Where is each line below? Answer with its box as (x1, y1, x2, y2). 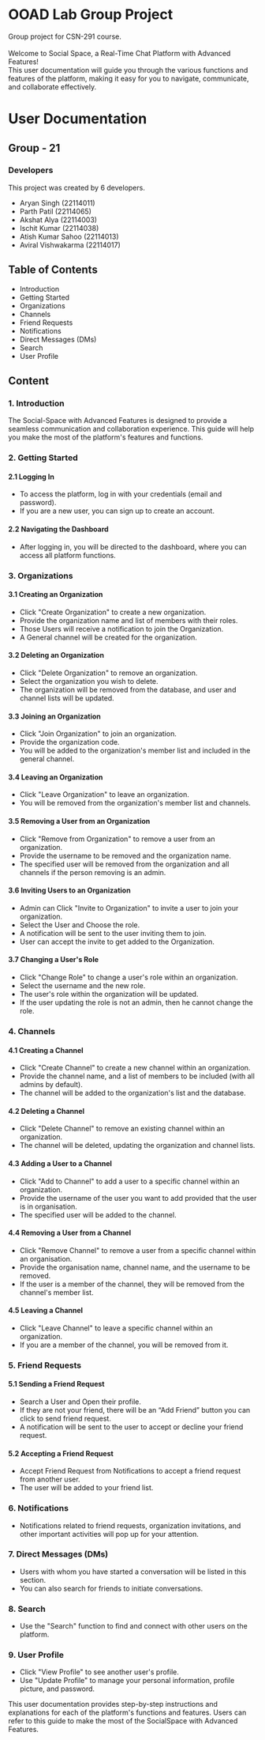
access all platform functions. (19, 550, 116, 560)
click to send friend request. (19, 1414, 112, 1424)
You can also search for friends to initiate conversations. (19, 1583, 203, 1593)
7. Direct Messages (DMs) (8, 1549, 109, 1560)
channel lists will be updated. (19, 693, 114, 703)
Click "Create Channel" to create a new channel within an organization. (19, 1063, 251, 1073)
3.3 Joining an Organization (8, 711, 101, 721)
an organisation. (19, 1254, 73, 1263)
